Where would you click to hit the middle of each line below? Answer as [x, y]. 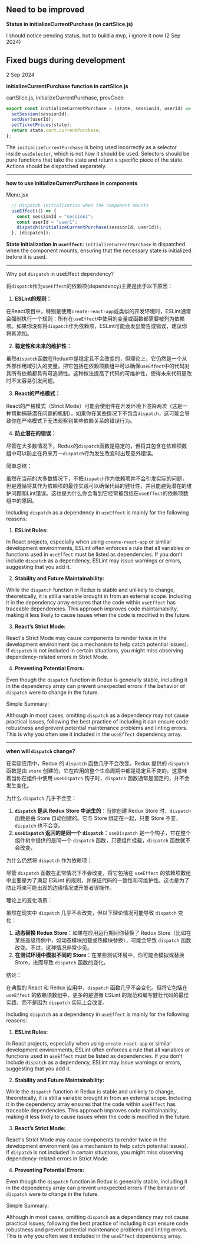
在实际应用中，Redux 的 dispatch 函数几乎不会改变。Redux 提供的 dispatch [98, 764]
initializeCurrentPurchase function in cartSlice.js [67, 86]
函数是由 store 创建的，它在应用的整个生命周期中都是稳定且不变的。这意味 [97, 771]
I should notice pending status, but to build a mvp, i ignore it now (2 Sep [93, 36]
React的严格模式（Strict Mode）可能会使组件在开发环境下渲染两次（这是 [94, 406]
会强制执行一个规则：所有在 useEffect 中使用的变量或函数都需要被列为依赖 [95, 319]
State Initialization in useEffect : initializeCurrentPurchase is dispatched [96, 245]
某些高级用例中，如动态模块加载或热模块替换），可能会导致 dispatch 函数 [103, 940]
